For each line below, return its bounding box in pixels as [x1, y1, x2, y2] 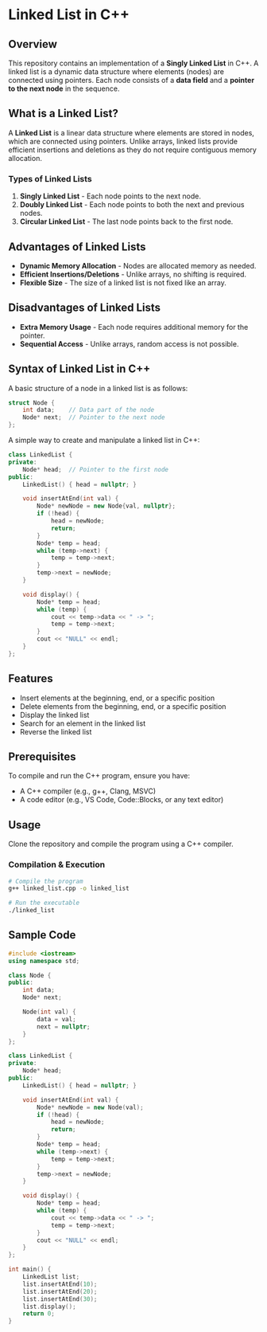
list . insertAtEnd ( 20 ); [22, 1287, 98, 1295]
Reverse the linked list [19, 727, 92, 736]
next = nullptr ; [37, 1022, 91, 1031]
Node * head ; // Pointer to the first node [22, 465, 169, 473]
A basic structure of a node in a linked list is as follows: [8, 383, 188, 393]
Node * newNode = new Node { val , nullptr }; [37, 502, 176, 511]
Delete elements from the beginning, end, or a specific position [19, 701, 226, 711]
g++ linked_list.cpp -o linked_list [8, 884, 130, 893]
